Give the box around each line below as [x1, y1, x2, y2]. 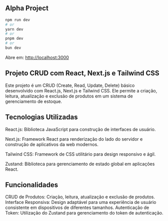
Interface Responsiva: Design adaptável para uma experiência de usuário [5, 199, 156, 205]
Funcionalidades [5, 180, 59, 189]
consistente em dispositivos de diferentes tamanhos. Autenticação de [5, 204, 149, 210]
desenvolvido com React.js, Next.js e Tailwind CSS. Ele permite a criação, [5, 87, 157, 93]
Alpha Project [5, 4, 49, 13]
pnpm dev [5, 36, 24, 41]
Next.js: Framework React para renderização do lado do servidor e [5, 136, 143, 142]
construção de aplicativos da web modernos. [5, 141, 99, 147]
